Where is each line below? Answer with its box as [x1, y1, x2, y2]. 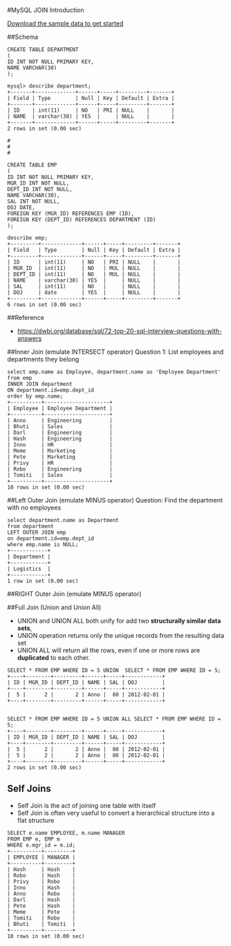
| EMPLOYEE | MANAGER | [7, 854, 76, 861]
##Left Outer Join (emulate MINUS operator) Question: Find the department [7, 496, 223, 504]
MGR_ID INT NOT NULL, [7, 180, 70, 187]
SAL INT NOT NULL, [7, 198, 60, 205]
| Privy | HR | [7, 459, 113, 466]
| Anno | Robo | [7, 890, 76, 897]
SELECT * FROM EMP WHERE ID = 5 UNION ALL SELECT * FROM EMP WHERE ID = [7, 716, 221, 723]
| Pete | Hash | [7, 902, 76, 909]
